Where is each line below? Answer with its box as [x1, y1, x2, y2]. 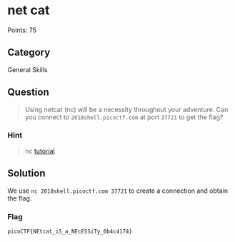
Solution [7, 167, 46, 180]
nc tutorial [24, 146, 55, 155]
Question [7, 86, 49, 99]
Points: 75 [7, 26, 37, 34]
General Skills [7, 65, 48, 74]
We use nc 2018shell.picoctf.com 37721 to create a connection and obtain [7, 186, 229, 195]
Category [7, 46, 51, 59]
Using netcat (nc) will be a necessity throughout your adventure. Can [24, 105, 229, 114]
